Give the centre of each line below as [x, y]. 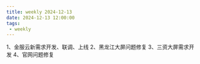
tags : [13, 23]
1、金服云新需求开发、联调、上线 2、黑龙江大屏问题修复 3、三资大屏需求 [98, 47]
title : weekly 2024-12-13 [39, 12]
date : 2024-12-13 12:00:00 [41, 18]
